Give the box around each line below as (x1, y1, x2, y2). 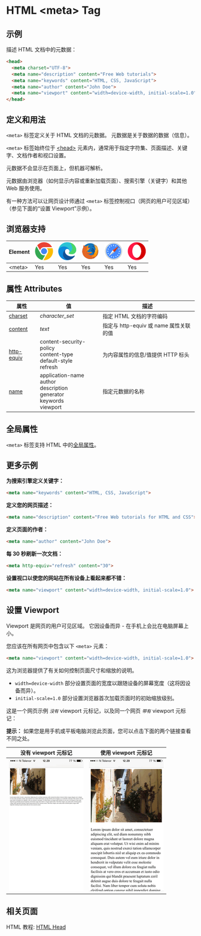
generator (39, 391, 65, 398)
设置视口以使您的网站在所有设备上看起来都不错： (6, 574, 127, 581)
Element (8, 248, 30, 256)
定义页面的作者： (6, 526, 48, 533)
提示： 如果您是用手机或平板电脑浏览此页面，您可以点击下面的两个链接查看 (6, 727, 191, 734)
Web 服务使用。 (6, 184, 45, 192)
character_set (39, 312, 74, 320)
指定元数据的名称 (102, 388, 145, 395)
